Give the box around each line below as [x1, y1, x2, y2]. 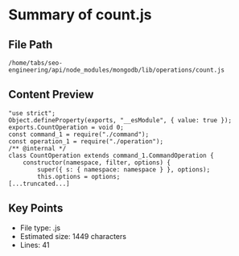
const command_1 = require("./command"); [8, 130, 150, 138]
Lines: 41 [19, 240, 50, 250]
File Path [8, 38, 53, 52]
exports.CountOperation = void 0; [8, 123, 125, 131]
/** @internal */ [8, 144, 67, 152]
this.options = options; [37, 172, 121, 180]
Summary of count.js [8, 6, 152, 24]
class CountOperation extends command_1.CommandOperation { [8, 151, 215, 159]
